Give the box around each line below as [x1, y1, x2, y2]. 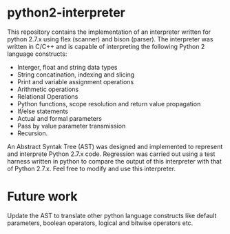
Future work [7, 188, 78, 204]
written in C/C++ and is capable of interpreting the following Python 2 [7, 42, 205, 50]
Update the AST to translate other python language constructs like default [7, 211, 217, 220]
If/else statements [17, 107, 69, 115]
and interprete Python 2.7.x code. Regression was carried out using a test [7, 150, 216, 158]
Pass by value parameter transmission [17, 121, 126, 130]
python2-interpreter [7, 5, 125, 21]
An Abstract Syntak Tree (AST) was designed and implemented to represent [7, 142, 223, 150]
